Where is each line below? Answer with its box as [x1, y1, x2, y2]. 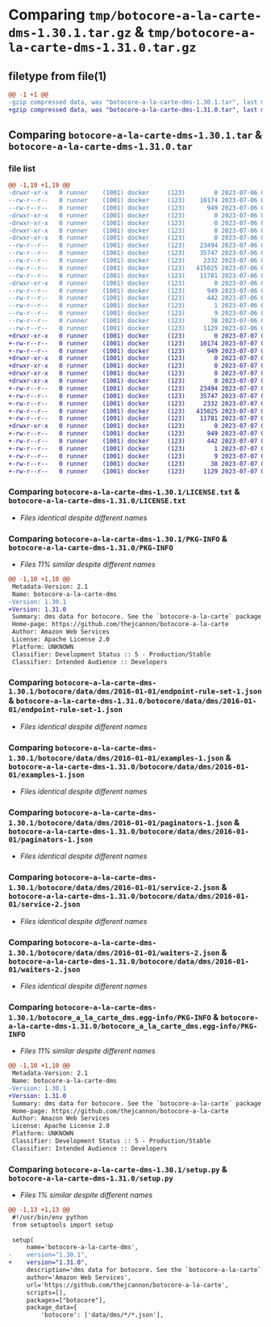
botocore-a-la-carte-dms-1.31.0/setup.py [8, 1173, 173, 1183]
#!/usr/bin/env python [11, 1213, 89, 1221]
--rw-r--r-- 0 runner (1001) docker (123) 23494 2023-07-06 [8, 241, 258, 250]
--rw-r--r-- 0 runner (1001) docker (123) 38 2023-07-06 [8, 317, 258, 325]
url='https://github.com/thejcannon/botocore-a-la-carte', [26, 1281, 229, 1289]
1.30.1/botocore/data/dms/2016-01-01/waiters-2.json [8, 948, 220, 957]
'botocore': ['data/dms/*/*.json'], [40, 1311, 164, 1320]
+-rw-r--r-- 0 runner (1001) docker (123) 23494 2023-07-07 [8, 384, 258, 392]
